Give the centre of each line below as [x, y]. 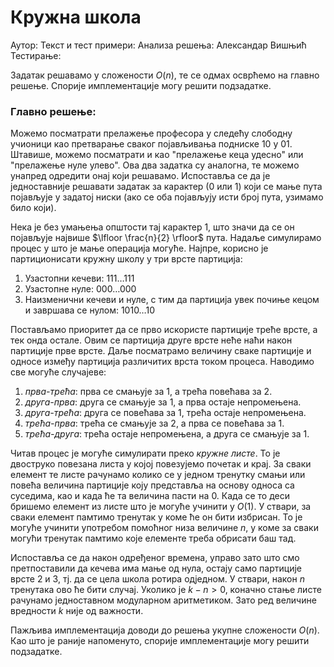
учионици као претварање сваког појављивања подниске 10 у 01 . [151, 144]
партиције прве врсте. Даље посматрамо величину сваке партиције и [161, 351]
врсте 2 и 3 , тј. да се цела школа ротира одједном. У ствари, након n [157, 579]
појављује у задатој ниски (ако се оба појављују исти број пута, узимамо [167, 197]
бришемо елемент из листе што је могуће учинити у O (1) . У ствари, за [161, 507]
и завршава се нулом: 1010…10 [90, 310]
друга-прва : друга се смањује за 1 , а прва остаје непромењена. [163, 402]
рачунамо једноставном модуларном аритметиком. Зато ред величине [163, 600]
